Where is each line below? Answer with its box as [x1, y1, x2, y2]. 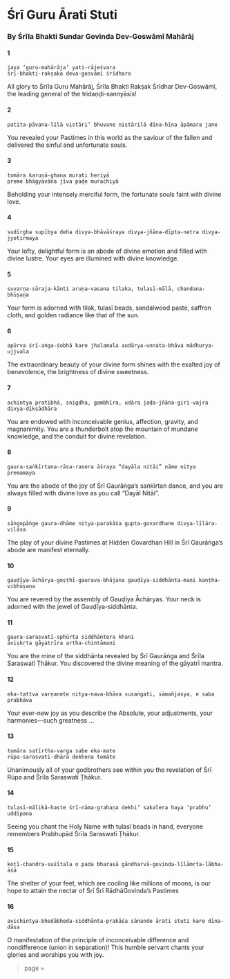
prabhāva [7, 696, 32, 703]
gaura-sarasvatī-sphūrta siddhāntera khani [7, 634, 135, 641]
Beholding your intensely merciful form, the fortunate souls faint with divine [7, 190, 222, 198]
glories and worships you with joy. [7, 951, 104, 959]
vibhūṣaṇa [7, 583, 36, 590]
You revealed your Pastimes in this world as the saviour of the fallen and [7, 133, 213, 141]
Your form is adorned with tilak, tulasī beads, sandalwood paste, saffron [7, 303, 212, 312]
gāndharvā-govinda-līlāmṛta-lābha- [121, 861, 224, 868]
